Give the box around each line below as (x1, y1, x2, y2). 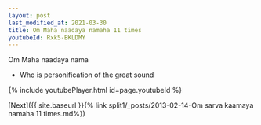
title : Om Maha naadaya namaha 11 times (8, 26, 143, 34)
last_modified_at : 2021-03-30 (8, 19, 107, 27)
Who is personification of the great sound (19, 70, 154, 79)
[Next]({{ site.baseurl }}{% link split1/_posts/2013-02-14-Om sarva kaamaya (8, 101, 254, 110)
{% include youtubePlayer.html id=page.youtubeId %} (8, 86, 183, 95)
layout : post (8, 11, 51, 20)
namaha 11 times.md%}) (8, 109, 86, 119)
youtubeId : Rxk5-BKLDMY (8, 33, 86, 42)
